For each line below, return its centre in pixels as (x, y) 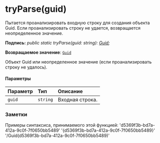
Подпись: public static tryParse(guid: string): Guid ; (58, 42)
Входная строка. (78, 100)
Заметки (16, 114)
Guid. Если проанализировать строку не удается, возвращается (73, 28)
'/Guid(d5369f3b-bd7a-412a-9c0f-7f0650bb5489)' (57, 136)
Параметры (18, 78)
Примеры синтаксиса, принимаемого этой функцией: (62, 125)
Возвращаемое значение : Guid (38, 52)
